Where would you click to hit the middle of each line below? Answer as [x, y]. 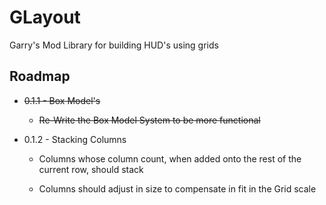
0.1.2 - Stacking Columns [75, 139]
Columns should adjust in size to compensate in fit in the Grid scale [177, 188]
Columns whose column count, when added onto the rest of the [170, 158]
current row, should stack [91, 169]
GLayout [45, 17]
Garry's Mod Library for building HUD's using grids [114, 45]
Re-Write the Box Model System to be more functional [149, 120]
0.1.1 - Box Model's [62, 100]
